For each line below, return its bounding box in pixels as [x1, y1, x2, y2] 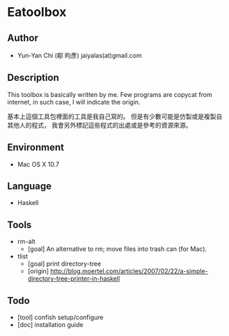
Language [7, 181, 52, 192]
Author [7, 32, 38, 44]
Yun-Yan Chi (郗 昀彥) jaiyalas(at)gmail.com [17, 52, 142, 59]
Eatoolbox [7, 4, 67, 20]
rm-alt [17, 238, 36, 246]
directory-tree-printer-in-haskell [27, 275, 120, 283]
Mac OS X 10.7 [17, 160, 60, 168]
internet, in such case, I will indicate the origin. [7, 98, 141, 106]
